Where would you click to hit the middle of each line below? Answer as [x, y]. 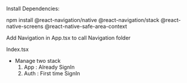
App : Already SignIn [49, 67]
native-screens [25, 26]
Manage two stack [38, 61]
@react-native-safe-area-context [86, 26]
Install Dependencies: [33, 9]
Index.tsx [17, 49]
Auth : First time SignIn [52, 73]
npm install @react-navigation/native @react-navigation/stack [83, 20]
